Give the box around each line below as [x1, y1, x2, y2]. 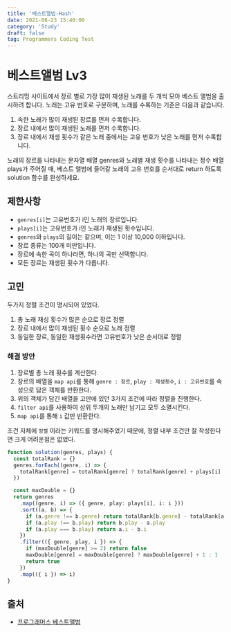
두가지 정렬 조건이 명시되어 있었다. [7, 300, 100, 309]
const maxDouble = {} [13, 487, 76, 494]
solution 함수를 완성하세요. [7, 174, 80, 182]
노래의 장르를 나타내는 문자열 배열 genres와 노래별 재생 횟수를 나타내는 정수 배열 [7, 156, 225, 165]
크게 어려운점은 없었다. [14, 435, 76, 443]
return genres [13, 494, 54, 500]
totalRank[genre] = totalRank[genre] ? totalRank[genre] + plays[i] [19, 468, 221, 475]
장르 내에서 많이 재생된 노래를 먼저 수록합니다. [17, 124, 142, 132]
